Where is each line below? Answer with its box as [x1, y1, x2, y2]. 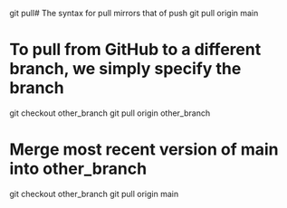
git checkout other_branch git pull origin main [9, 188, 179, 199]
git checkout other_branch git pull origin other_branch [9, 108, 211, 118]
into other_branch [9, 158, 148, 179]
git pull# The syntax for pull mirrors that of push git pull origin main [9, 8, 259, 18]
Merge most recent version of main [9, 139, 279, 160]
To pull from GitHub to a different [9, 40, 262, 60]
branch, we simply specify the [9, 59, 242, 80]
